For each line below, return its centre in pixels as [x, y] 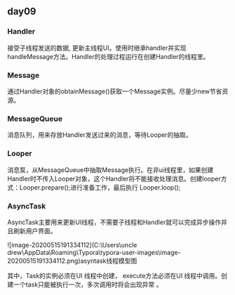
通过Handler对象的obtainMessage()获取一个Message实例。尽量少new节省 [115, 91]
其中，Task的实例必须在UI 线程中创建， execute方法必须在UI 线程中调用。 [114, 275]
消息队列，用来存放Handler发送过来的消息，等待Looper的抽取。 [100, 135]
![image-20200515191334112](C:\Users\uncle [72, 244]
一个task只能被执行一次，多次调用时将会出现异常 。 [88, 284]
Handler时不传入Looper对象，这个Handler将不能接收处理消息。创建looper [114, 178]
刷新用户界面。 [35, 230]
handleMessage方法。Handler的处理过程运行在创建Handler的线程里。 [108, 56]
